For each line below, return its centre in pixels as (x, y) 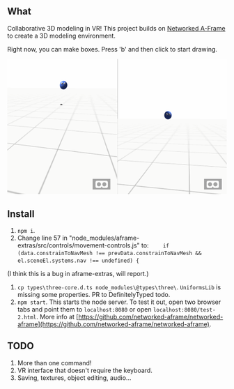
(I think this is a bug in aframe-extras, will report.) (78, 273)
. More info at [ (57, 316)
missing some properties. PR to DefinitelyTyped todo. (94, 294)
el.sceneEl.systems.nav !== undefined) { (78, 261)
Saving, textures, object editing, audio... (74, 377)
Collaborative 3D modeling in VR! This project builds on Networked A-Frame (116, 28)
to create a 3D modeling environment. (62, 36)
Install (21, 214)
